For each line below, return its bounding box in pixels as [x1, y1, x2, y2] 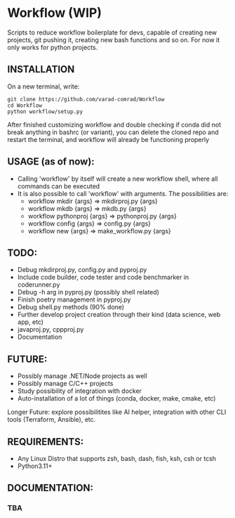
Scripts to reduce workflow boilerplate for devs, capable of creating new [7, 28, 217, 37]
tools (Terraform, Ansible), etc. [7, 415, 96, 424]
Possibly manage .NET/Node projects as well [17, 372, 147, 380]
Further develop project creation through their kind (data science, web [17, 311, 221, 319]
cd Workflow [7, 102, 42, 109]
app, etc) [17, 318, 44, 326]
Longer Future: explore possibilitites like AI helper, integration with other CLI [7, 408, 227, 416]
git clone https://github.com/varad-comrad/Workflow [7, 96, 165, 103]
